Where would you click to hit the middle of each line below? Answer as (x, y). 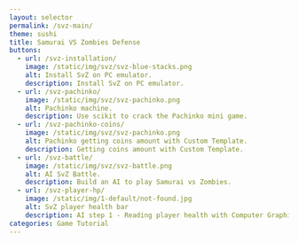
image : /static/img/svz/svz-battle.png (99, 166)
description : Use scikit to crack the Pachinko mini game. (137, 116)
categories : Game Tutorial (59, 223)
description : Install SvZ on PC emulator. (105, 83)
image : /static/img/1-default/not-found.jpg (109, 199)
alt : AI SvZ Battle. (63, 174)
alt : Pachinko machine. (69, 108)
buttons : (25, 51)
